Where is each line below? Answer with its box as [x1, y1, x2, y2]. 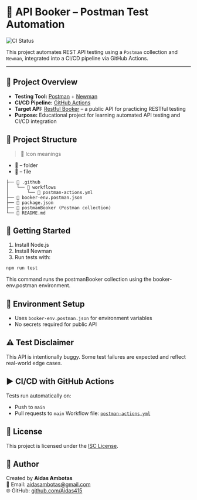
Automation [6, 18, 65, 31]
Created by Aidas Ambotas [6, 475, 73, 482]
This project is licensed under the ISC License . [6, 442, 118, 449]
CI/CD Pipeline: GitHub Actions [14, 99, 91, 106]
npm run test [6, 265, 38, 271]
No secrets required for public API [14, 321, 97, 328]
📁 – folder [14, 161, 38, 169]
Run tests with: [14, 254, 51, 261]
